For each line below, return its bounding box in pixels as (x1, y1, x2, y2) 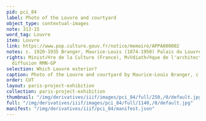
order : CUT (6, 77, 34, 83)
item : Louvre (6, 37, 40, 43)
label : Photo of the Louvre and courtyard (6, 15, 116, 21)
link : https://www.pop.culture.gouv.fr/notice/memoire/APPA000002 (6, 43, 180, 50)
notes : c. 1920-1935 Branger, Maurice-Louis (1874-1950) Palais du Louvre (6, 49, 202, 55)
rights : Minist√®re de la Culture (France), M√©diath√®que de (6, 54, 169, 61)
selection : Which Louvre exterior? (6, 65, 97, 72)
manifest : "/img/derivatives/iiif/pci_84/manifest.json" (6, 105, 155, 112)
